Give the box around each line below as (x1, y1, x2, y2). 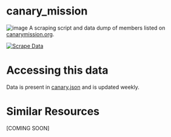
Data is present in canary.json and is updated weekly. (6, 83, 139, 91)
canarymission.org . (6, 30, 55, 37)
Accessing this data (6, 63, 109, 77)
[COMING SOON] (6, 124, 50, 132)
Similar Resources (6, 104, 100, 118)
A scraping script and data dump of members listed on (29, 24, 166, 31)
